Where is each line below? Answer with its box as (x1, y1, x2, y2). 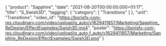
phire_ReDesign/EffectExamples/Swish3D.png (5, 35, 99, 41)
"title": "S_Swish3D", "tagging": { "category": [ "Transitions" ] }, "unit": (5, 9, 149, 15)
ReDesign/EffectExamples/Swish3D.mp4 (5, 25, 88, 31)
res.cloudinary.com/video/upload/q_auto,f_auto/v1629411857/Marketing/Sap (5, 30, 161, 36)
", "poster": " (87, 25, 114, 31)
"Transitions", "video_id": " (5, 15, 60, 20)
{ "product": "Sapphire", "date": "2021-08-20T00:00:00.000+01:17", (5, 4, 144, 10)
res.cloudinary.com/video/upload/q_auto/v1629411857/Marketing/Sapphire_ (5, 20, 160, 25)
